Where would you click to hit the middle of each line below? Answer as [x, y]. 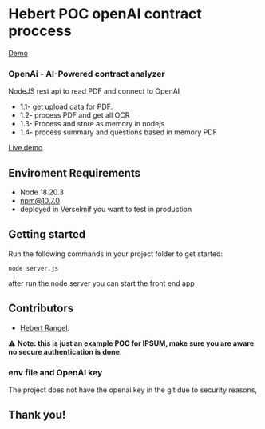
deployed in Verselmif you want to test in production [106, 210]
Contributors [41, 309]
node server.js [34, 268]
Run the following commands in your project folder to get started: [116, 254]
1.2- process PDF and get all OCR [75, 115]
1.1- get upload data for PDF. [66, 107]
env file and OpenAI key [55, 372]
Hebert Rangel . [45, 327]
